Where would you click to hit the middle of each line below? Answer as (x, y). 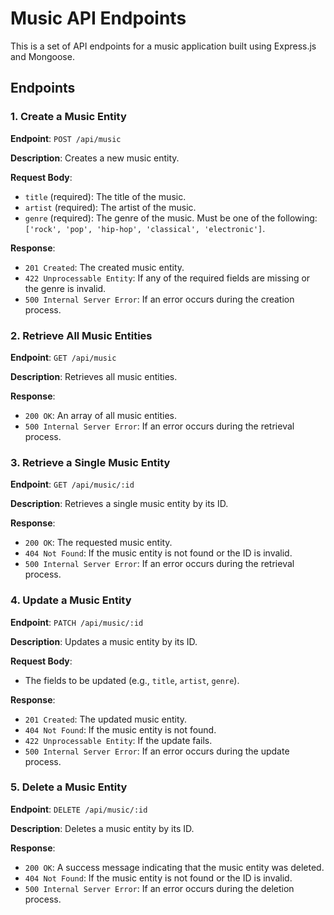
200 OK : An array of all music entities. (100, 415)
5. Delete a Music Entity (69, 787)
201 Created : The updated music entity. (106, 719)
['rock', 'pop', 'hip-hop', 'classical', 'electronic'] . (145, 228)
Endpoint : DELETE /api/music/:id (79, 809)
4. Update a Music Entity (71, 600)
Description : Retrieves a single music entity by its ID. (119, 504)
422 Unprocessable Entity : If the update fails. (118, 740)
